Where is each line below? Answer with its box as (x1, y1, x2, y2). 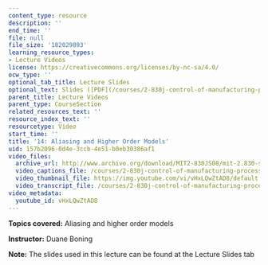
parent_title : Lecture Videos (8, 93, 109, 101)
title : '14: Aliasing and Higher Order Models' (8, 137, 170, 146)
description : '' (8, 19, 62, 27)
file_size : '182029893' (8, 41, 88, 49)
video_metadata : (8, 189, 62, 197)
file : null (8, 33, 45, 42)
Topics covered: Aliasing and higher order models (8, 218, 174, 228)
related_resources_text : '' (8, 108, 102, 116)
